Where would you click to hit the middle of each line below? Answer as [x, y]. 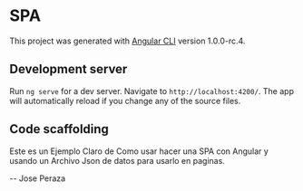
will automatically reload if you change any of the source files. [125, 100]
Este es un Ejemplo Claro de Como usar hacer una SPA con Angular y [139, 151]
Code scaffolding [59, 129]
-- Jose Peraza [38, 178]
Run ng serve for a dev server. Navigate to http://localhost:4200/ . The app [152, 91]
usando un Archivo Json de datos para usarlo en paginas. [117, 160]
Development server [68, 69]
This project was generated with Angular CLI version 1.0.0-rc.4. [127, 41]
